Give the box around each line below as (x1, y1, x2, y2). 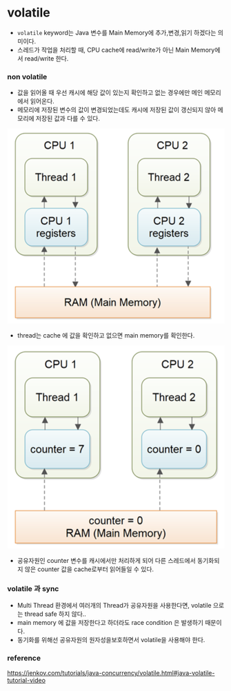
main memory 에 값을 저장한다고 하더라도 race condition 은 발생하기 (17, 618, 203, 626)
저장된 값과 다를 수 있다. (35, 114, 100, 123)
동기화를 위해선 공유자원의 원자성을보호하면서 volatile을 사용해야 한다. (17, 635, 205, 643)
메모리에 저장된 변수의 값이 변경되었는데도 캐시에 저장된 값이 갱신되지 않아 (17, 105, 217, 114)
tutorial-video (7, 676, 46, 684)
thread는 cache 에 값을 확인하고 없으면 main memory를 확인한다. (17, 331, 195, 340)
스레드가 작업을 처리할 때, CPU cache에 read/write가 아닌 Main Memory (17, 45, 215, 54)
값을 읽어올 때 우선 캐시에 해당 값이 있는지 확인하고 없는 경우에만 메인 (17, 88, 203, 97)
